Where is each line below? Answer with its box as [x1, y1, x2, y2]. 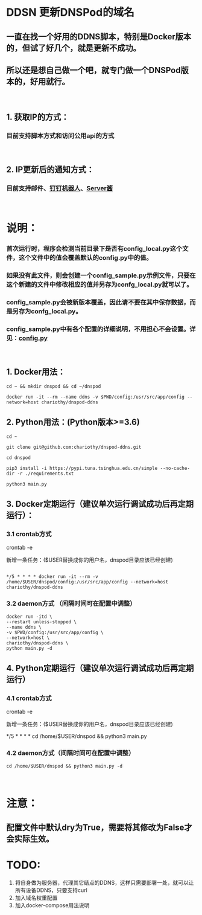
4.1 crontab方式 [6, 694, 52, 702]
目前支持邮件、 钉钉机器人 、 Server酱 [6, 184, 113, 193]
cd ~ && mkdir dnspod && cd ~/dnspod [6, 383, 101, 390]
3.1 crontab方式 [6, 530, 52, 538]
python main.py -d [6, 645, 52, 651]
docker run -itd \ [6, 614, 52, 620]
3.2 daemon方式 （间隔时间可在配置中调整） [6, 599, 136, 608]
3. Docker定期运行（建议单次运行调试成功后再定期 [6, 499, 194, 509]
